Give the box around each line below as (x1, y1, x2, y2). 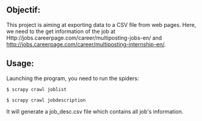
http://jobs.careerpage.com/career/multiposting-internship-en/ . (6, 40, 166, 48)
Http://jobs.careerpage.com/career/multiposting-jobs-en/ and (6, 34, 162, 42)
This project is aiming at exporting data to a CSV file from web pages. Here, (6, 21, 197, 28)
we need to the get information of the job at (6, 28, 116, 35)
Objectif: (6, 5, 41, 15)
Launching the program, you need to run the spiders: (6, 75, 139, 82)
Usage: (6, 58, 35, 69)
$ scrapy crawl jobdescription (6, 97, 86, 103)
